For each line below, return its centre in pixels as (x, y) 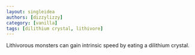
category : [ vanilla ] (32, 23)
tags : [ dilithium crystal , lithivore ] (55, 28)
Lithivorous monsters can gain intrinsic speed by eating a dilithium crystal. (98, 45)
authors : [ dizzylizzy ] (34, 17)
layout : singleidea (31, 12)
